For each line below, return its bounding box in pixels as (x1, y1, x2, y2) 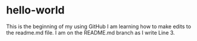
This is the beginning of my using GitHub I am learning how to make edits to (6, 23, 192, 30)
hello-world (6, 4, 65, 17)
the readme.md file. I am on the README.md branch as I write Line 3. (6, 29, 175, 36)
